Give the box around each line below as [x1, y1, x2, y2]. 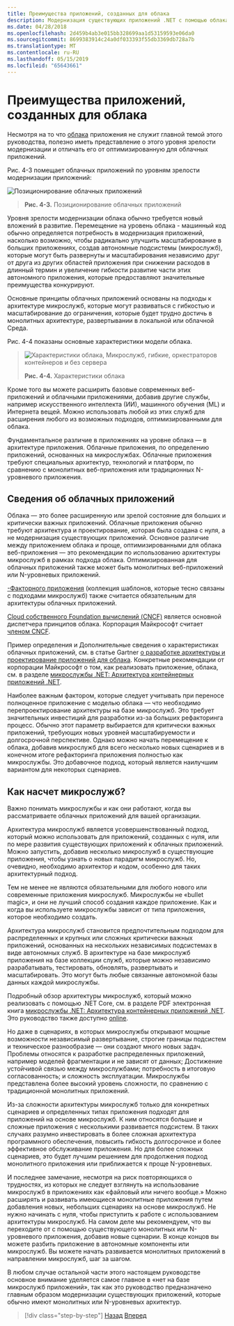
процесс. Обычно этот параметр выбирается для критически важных [7, 721, 216, 730]
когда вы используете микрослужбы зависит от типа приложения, [7, 905, 206, 914]
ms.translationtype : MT [7, 43, 77, 50]
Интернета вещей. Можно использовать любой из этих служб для [7, 407, 205, 416]
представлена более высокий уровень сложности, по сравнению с [7, 1079, 209, 1088]
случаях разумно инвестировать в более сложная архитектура [7, 1130, 196, 1138]
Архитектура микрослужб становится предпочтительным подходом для [7, 926, 224, 935]
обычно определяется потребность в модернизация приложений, [7, 228, 205, 237]
